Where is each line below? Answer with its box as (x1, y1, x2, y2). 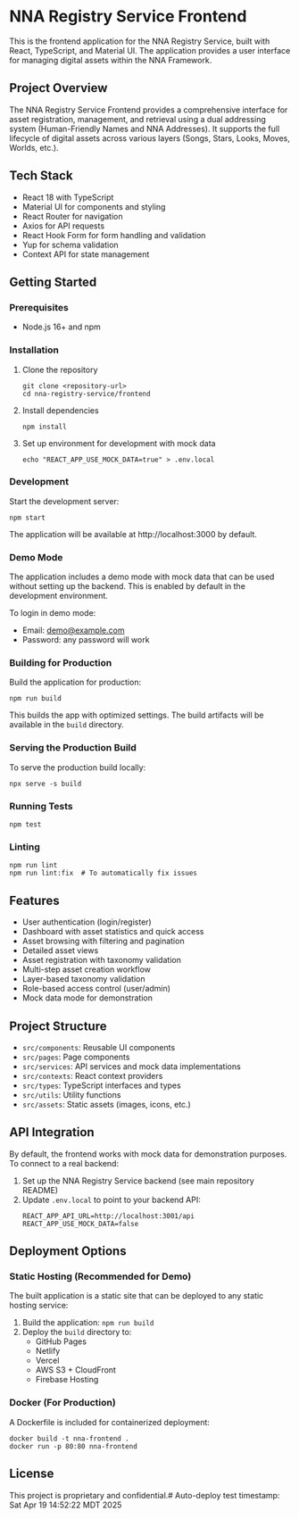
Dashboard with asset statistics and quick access (21, 926, 204, 937)
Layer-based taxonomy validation (21, 974, 145, 984)
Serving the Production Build (9, 742, 137, 754)
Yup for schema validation (21, 239, 119, 250)
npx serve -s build (9, 779, 82, 788)
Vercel (35, 1355, 60, 1366)
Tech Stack (9, 168, 73, 184)
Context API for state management (21, 248, 150, 260)
